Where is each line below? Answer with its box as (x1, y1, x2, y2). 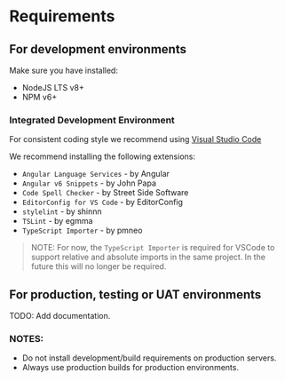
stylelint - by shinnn (21, 206, 102, 217)
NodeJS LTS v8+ (21, 83, 84, 92)
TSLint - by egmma (21, 216, 93, 226)
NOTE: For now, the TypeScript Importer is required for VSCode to (30, 242, 275, 253)
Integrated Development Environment (9, 114, 175, 126)
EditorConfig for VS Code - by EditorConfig (21, 197, 184, 208)
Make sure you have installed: (9, 65, 118, 75)
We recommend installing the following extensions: (9, 151, 195, 162)
